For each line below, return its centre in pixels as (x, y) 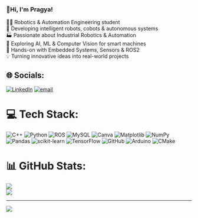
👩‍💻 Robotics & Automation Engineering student (63, 22)
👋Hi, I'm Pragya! (29, 9)
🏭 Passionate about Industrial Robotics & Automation (71, 35)
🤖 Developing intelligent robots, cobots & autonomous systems (82, 28)
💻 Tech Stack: (42, 114)
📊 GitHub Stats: (46, 166)
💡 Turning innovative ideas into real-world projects (67, 56)
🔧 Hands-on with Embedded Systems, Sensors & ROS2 (73, 50)
